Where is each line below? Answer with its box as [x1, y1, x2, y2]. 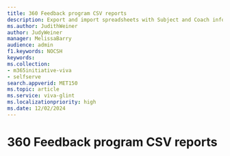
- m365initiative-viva [7, 67, 72, 74]
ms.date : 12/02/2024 [7, 105, 66, 112]
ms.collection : [7, 61, 51, 67]
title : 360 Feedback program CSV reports [7, 10, 127, 17]
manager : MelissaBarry [7, 35, 72, 42]
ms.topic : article [7, 86, 60, 93]
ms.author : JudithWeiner [7, 22, 78, 29]
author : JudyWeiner [7, 29, 63, 36]
